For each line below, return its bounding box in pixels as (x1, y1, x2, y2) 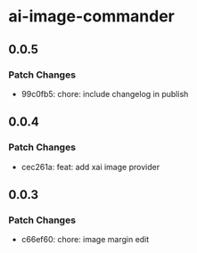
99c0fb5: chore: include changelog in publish (21, 88, 189, 99)
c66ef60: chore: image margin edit (21, 234, 150, 245)
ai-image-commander (8, 6, 175, 27)
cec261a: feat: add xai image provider (21, 161, 160, 172)
